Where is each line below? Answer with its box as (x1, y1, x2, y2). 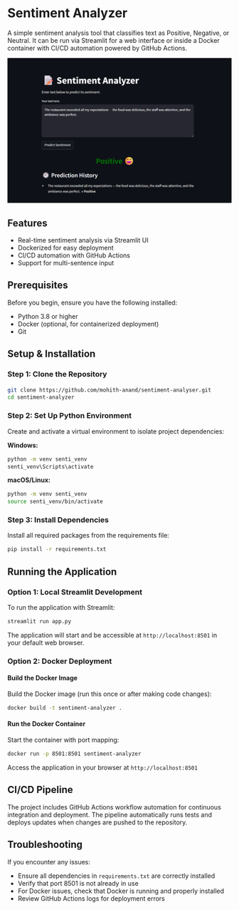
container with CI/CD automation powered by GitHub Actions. (7, 44, 188, 52)
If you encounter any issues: (7, 857, 91, 866)
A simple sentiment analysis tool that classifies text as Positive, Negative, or (7, 29, 230, 37)
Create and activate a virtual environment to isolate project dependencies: (7, 426, 225, 436)
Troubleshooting (7, 839, 83, 851)
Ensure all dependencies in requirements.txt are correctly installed (17, 871, 216, 880)
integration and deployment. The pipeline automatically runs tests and (7, 810, 212, 819)
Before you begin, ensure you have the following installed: (7, 298, 178, 307)
